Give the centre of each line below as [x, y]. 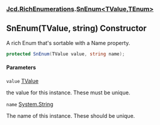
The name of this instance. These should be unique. [71, 115]
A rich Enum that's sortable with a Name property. [68, 43]
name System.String [30, 104]
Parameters [21, 67]
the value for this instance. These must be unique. [68, 93]
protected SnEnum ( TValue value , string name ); [66, 54]
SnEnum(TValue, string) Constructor [76, 29]
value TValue [23, 81]
